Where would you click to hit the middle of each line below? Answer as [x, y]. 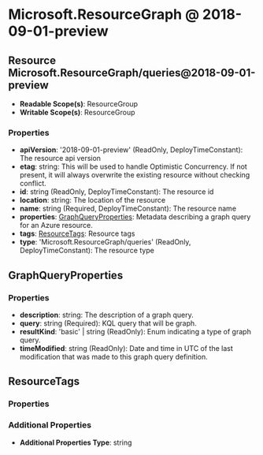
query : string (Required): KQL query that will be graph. [108, 323]
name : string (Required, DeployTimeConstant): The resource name [128, 209]
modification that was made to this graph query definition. [114, 356]
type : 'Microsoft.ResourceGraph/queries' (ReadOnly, [105, 242]
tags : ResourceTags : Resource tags [77, 233]
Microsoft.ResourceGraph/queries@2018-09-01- [132, 73]
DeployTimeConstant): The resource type [87, 251]
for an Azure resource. [56, 226]
